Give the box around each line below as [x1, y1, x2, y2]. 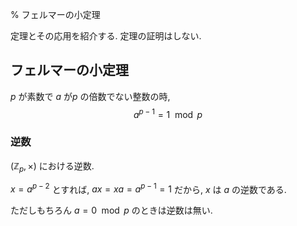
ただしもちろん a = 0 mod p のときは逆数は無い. [10, 204, 213, 217]
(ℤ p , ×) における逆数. [10, 159, 95, 174]
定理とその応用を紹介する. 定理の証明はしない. [10, 30, 202, 42]
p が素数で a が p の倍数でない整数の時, [10, 90, 171, 102]
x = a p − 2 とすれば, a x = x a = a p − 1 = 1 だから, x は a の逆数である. [10, 181, 287, 195]
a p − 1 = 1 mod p [133, 106, 203, 120]
